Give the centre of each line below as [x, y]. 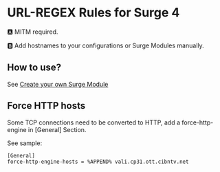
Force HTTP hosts [46, 106]
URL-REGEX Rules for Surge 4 [93, 13]
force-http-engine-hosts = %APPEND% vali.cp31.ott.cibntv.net [98, 162]
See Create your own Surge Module [58, 84]
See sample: [25, 143]
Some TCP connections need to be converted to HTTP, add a [94, 122]
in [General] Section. [57, 129]
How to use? [34, 68]
